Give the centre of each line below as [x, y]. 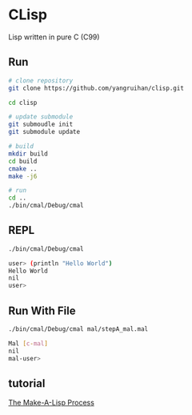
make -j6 [23, 176]
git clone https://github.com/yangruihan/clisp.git [96, 88]
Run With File [42, 310]
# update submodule [41, 117]
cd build [23, 161]
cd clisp [23, 103]
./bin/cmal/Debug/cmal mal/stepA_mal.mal [78, 329]
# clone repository [41, 81]
